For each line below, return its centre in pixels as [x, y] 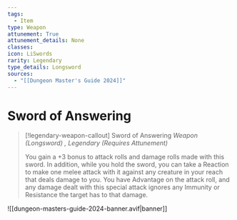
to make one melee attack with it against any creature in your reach [124, 172]
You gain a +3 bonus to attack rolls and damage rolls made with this [125, 157]
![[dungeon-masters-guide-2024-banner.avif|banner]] [87, 209]
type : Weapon [27, 27]
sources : [20, 74]
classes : [20, 47]
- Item [24, 21]
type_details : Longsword [44, 67]
